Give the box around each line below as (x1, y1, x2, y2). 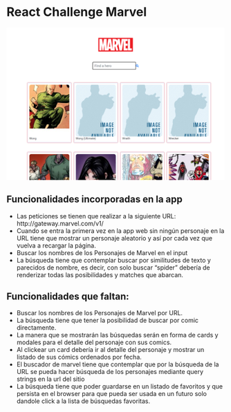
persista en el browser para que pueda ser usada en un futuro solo (16, 390, 207, 398)
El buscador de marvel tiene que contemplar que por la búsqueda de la (16, 360, 219, 368)
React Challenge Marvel (6, 4, 147, 20)
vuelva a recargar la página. (16, 241, 96, 250)
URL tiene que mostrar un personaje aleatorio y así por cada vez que (16, 234, 212, 242)
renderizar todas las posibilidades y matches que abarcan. (16, 270, 184, 279)
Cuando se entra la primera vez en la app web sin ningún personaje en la (16, 226, 225, 235)
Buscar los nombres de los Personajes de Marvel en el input (16, 248, 188, 256)
